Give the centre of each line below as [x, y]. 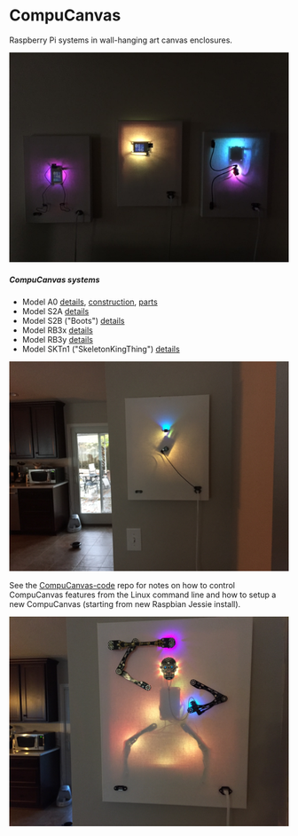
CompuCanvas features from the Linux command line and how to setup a [143, 595]
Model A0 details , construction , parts [90, 302]
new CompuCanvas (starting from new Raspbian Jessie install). [125, 603]
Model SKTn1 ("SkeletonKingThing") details [101, 349]
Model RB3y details [57, 339]
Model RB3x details [57, 330]
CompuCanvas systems [55, 280]
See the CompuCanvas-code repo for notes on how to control [122, 585]
